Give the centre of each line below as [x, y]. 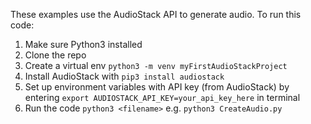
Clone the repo [55, 55]
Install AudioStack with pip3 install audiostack [124, 76]
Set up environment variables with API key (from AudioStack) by [157, 87]
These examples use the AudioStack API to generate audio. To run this [156, 14]
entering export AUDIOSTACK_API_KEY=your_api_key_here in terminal [162, 97]
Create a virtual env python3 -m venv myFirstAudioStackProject [156, 65]
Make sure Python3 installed [83, 44]
